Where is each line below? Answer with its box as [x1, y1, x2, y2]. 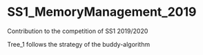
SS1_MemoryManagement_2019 [7, 4, 197, 20]
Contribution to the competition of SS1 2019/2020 [7, 27, 148, 35]
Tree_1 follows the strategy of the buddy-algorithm [7, 40, 151, 48]
